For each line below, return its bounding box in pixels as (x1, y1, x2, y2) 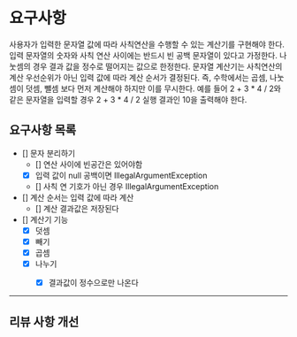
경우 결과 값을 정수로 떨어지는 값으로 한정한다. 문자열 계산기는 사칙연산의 (32, 61, 283, 72)
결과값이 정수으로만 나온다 (48, 278, 139, 288)
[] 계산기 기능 (21, 214, 69, 225)
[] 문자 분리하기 (21, 148, 76, 158)
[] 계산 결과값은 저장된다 (34, 203, 119, 213)
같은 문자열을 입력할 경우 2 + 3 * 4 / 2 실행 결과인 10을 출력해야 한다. (9, 94, 247, 104)
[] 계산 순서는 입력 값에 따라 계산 (21, 192, 134, 203)
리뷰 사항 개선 (9, 314, 80, 329)
